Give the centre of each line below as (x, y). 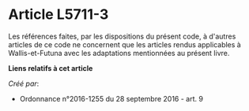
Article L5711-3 (58, 15)
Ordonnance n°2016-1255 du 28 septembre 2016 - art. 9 (111, 98)
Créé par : (24, 83)
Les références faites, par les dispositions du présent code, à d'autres (122, 36)
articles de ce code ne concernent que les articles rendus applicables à (124, 44)
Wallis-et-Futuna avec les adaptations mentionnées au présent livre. (119, 53)
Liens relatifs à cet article (51, 68)
